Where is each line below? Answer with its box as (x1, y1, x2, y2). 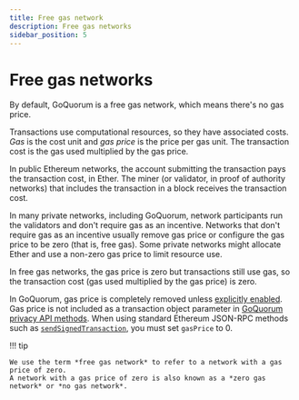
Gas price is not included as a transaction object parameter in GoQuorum (9, 304, 284, 315)
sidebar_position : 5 (9, 30, 88, 39)
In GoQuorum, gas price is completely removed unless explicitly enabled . (9, 294, 284, 305)
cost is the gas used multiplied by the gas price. (9, 146, 189, 157)
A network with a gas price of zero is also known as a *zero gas (9, 374, 266, 383)
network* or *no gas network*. (9, 382, 128, 391)
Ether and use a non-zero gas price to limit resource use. (9, 249, 223, 260)
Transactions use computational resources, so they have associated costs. (9, 126, 289, 137)
